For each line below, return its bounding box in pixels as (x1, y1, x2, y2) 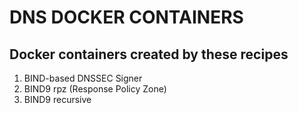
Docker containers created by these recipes (9, 46, 289, 63)
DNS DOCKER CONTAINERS (9, 6, 244, 29)
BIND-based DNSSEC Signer (23, 72, 143, 84)
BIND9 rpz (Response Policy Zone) (23, 83, 167, 95)
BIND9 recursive (23, 94, 92, 105)
